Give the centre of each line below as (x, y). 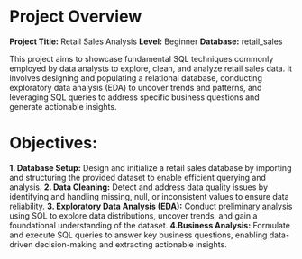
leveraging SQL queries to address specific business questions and (134, 97)
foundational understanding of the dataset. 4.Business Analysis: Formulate (150, 225)
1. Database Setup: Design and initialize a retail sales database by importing (151, 167)
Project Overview (76, 17)
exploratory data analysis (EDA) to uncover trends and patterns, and (136, 87)
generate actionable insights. (63, 106)
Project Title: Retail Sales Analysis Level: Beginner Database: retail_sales (146, 41)
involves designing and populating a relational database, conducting (136, 77)
